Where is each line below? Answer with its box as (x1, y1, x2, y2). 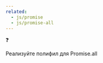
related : (5, 8, 27, 15)
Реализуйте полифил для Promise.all (5, 50, 98, 57)
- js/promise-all (11, 20, 54, 26)
